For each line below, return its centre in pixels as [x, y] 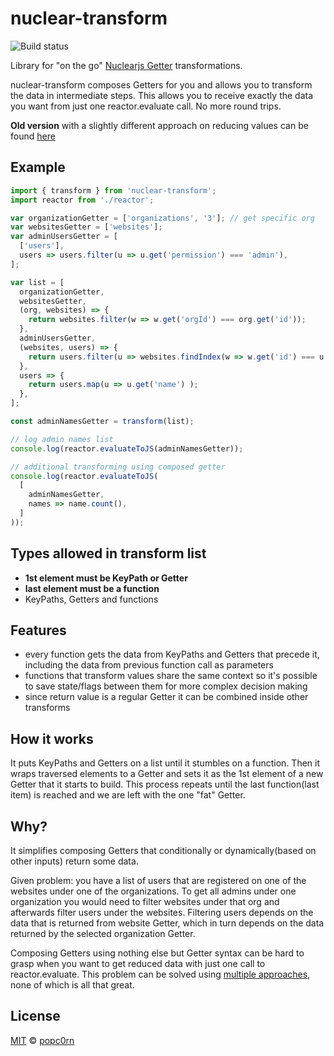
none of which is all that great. [72, 985]
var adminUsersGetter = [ [64, 237]
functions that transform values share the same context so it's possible [171, 676]
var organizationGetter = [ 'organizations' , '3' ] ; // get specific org [162, 218]
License [35, 1016]
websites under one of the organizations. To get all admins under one [153, 891]
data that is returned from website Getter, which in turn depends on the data [167, 923]
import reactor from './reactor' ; [82, 200]
